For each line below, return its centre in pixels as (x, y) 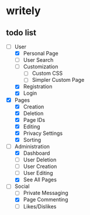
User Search (38, 60)
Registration (38, 87)
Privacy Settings (43, 133)
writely (23, 11)
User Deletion (40, 160)
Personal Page (41, 54)
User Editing (38, 173)
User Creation (40, 167)
